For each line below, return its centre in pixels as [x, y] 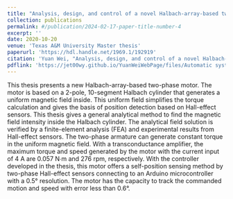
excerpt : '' [24, 33]
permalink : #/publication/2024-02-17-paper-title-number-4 [94, 26]
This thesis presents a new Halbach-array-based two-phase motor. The [110, 85]
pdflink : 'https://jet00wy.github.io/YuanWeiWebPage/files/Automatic [110, 65]
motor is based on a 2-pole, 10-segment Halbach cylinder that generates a [114, 92]
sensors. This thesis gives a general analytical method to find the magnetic [114, 114]
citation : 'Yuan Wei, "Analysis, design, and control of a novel [103, 59]
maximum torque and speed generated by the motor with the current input [113, 151]
